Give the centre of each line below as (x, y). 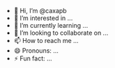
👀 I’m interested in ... (43, 18)
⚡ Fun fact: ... (33, 58)
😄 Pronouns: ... (36, 51)
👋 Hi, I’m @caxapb (40, 11)
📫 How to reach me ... (46, 41)
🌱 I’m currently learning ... (51, 25)
